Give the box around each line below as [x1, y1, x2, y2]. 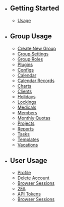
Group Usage [9, 32, 52, 41]
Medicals [17, 104, 36, 110]
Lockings [17, 99, 36, 105]
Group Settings [17, 50, 49, 57]
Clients [17, 88, 32, 94]
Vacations [17, 142, 38, 148]
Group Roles [17, 56, 43, 62]
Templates [17, 136, 39, 143]
